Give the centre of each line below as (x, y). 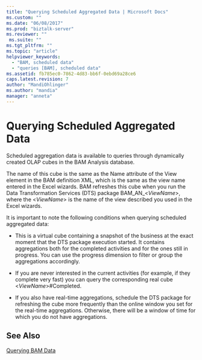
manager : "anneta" (29, 96)
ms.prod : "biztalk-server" (40, 29)
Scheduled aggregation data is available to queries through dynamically (95, 155)
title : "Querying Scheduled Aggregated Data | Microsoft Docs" (87, 12)
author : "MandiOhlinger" (37, 85)
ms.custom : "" (24, 18)
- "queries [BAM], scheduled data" (56, 68)
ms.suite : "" (25, 40)
